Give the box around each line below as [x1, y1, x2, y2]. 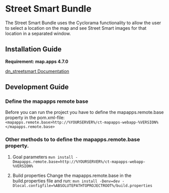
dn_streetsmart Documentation [5, 68, 69, 74]
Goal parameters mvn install [12, 154, 74, 160]
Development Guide [5, 83, 69, 91]
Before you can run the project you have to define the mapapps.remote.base [5, 109, 164, 115]
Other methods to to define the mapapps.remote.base [5, 136, 140, 143]
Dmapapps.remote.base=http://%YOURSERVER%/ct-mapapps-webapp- [12, 159, 146, 164]
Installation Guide [5, 45, 62, 53]
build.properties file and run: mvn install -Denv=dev [12, 177, 120, 184]
